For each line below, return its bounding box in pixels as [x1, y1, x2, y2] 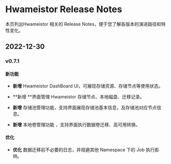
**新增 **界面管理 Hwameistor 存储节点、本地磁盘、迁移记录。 [12, 94, 145, 100]
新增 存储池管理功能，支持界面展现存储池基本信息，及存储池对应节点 [12, 105, 157, 111]
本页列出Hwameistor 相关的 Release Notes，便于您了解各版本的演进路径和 [5, 21, 161, 27]
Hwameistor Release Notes [5, 4, 122, 15]
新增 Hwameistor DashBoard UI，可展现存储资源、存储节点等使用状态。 [12, 83, 163, 89]
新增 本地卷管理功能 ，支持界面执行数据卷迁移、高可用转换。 [12, 122, 140, 128]
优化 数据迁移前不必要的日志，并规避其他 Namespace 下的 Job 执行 [12, 146, 155, 153]
